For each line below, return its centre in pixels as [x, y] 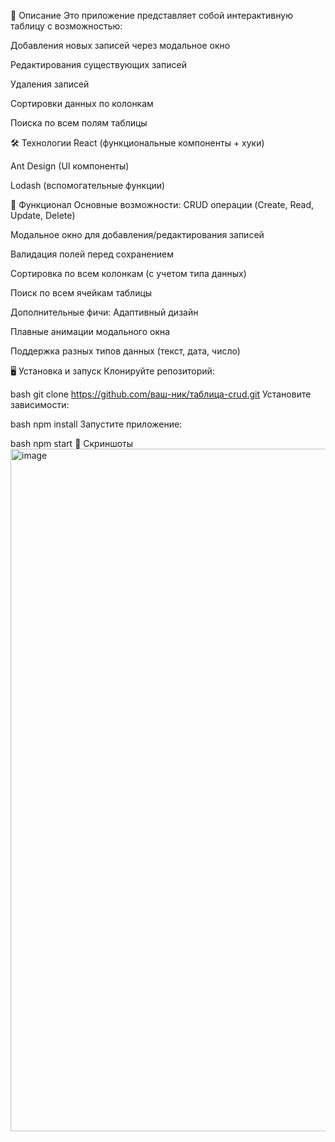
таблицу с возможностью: [66, 26]
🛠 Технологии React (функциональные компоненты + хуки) [137, 143]
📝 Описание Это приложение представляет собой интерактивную [151, 15]
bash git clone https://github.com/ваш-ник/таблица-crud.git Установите [161, 394]
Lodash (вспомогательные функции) [88, 185]
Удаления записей [50, 84]
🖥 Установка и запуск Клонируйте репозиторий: [112, 371]
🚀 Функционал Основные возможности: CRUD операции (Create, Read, [162, 204]
